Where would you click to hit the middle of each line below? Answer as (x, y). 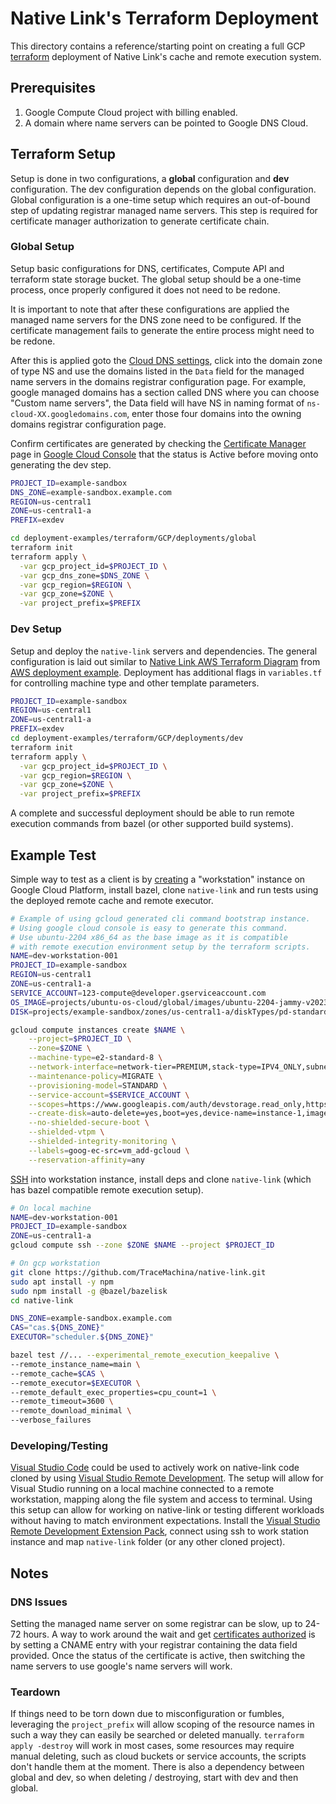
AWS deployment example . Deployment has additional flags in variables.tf (166, 672)
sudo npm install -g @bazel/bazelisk (89, 1291)
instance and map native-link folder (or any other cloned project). (148, 1542)
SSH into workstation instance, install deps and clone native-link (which (161, 1179)
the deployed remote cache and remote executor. (112, 900)
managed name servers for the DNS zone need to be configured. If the (156, 319)
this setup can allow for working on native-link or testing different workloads (167, 1510)
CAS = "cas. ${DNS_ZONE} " (57, 1328)
